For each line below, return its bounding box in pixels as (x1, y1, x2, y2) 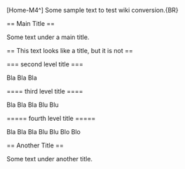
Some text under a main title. (6, 33, 90, 41)
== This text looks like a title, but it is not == (6, 47, 134, 54)
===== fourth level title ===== (6, 115, 96, 122)
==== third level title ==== (6, 87, 83, 95)
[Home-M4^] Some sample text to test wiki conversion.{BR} (6, 6, 179, 14)
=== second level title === (6, 60, 83, 68)
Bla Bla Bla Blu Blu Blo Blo (6, 128, 81, 135)
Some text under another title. (6, 155, 92, 163)
